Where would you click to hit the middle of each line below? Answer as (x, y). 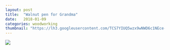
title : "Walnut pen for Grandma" (42, 14)
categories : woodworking (31, 24)
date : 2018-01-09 (26, 19)
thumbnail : (17, 28)
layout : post (19, 10)
